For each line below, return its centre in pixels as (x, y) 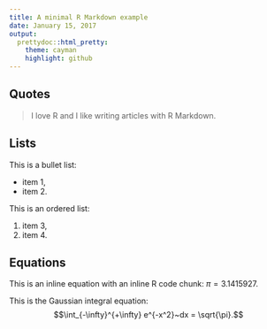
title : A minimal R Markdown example (79, 17)
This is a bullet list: (43, 164)
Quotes (30, 94)
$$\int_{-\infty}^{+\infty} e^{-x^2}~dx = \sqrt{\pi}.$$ (149, 315)
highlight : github (59, 58)
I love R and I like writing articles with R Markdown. (123, 115)
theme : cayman (51, 50)
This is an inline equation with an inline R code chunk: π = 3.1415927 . (134, 284)
